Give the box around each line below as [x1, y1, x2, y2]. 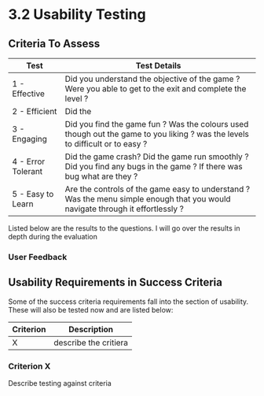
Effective [12, 88, 45, 99]
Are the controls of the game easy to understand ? [64, 183, 250, 194]
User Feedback [8, 251, 68, 262]
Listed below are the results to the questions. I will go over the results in [8, 224, 240, 233]
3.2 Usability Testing [8, 6, 147, 24]
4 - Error [12, 156, 46, 167]
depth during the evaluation [8, 232, 98, 241]
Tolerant [12, 166, 43, 176]
